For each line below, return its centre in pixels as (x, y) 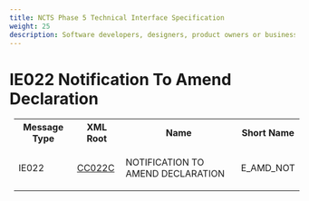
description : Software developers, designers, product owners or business (154, 34)
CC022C (96, 168)
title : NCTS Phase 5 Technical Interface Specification (117, 18)
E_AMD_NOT (268, 168)
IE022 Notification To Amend (121, 79)
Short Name (268, 133)
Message (43, 128)
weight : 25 (30, 26)
